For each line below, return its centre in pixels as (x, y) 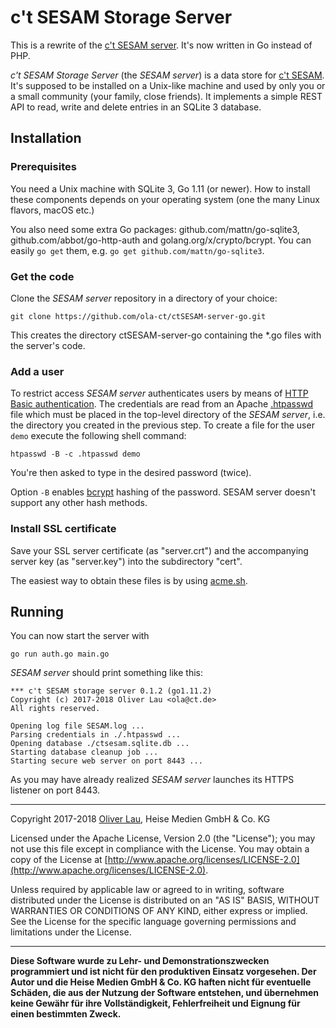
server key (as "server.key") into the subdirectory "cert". (126, 561)
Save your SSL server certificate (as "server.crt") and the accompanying (159, 550)
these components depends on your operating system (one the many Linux (165, 199)
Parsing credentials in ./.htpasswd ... (96, 735)
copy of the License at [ (59, 860)
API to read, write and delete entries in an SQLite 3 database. (136, 107)
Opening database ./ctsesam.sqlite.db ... (100, 744)
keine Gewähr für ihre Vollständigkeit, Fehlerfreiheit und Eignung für (155, 1003)
